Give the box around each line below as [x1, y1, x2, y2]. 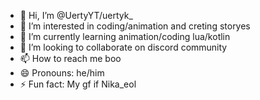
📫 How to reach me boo [19, 53, 122, 64]
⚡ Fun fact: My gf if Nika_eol [19, 78, 137, 90]
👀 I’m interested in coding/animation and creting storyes [19, 20, 251, 32]
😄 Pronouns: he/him [19, 67, 105, 79]
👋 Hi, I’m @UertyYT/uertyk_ [19, 10, 133, 21]
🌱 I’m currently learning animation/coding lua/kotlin [19, 31, 231, 42]
